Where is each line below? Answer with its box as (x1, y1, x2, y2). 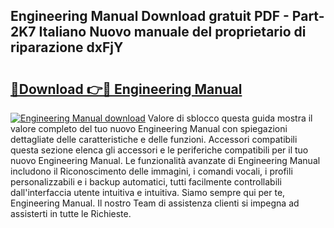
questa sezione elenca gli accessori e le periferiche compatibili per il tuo (10, 144, 309, 156)
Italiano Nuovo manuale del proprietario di (38, 24, 307, 41)
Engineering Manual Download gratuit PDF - (10, 8, 290, 25)
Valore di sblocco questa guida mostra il (147, 112, 313, 124)
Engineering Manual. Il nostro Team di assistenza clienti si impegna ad (10, 197, 300, 209)
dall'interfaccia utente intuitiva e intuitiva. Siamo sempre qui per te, (10, 187, 286, 198)
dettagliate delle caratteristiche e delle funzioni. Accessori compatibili (10, 134, 298, 145)
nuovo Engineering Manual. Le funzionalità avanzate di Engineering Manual (10, 155, 321, 166)
